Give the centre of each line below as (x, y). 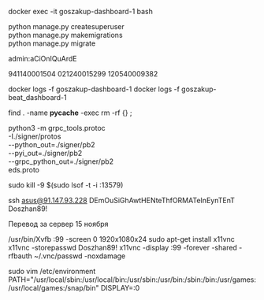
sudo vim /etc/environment (52, 271)
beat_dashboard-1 (37, 97)
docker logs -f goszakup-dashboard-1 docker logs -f (94, 89)
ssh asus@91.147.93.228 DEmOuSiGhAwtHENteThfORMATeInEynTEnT (121, 200)
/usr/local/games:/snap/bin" (54, 288)
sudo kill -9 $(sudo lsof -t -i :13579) (66, 185)
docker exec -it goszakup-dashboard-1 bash (81, 11)
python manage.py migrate (52, 43)
